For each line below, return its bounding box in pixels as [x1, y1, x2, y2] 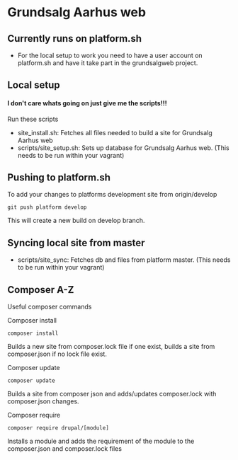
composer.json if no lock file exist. [7, 350, 108, 358]
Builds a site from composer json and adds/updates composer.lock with [7, 390, 217, 398]
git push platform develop [7, 204, 87, 211]
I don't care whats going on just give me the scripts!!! [7, 98, 168, 107]
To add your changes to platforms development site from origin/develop [7, 190, 217, 199]
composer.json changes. [7, 397, 79, 406]
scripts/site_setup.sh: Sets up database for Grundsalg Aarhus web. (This [17, 143, 229, 152]
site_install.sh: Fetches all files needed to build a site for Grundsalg [17, 128, 212, 137]
